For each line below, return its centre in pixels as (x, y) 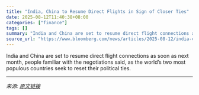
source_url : (21, 39)
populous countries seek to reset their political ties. (69, 68)
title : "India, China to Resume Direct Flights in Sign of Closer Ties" (98, 12)
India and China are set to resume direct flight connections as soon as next (97, 56)
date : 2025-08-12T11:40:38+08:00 (47, 17)
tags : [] (17, 28)
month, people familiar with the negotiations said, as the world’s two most (96, 62)
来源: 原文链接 (23, 86)
